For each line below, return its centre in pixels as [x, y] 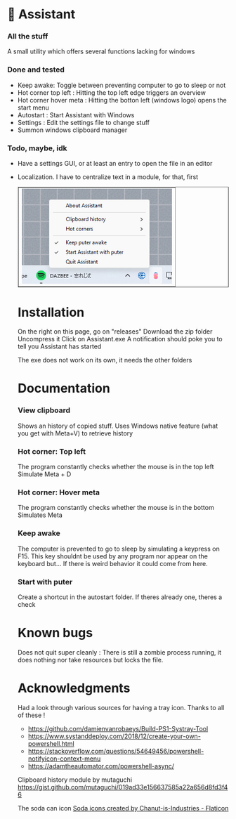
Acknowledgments [74, 688]
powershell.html [51, 743]
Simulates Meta [40, 515]
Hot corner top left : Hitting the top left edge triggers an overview [111, 92]
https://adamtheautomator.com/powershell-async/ [101, 766]
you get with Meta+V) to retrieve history [75, 433]
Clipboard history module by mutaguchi [74, 780]
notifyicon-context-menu [64, 759]
